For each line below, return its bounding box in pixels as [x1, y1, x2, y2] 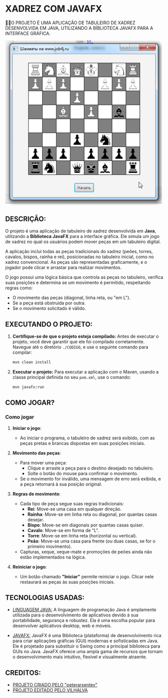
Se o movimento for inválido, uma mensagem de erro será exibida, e [20, 476, 161, 482]
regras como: [5, 285, 33, 291]
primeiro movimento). [27, 543, 72, 549]
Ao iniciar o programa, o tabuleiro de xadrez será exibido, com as [20, 435, 155, 441]
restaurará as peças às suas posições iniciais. [20, 579, 115, 585]
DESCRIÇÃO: [5, 214, 46, 223]
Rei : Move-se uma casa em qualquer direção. [27, 506, 122, 512]
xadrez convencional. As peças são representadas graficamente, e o [5, 259, 147, 265]
